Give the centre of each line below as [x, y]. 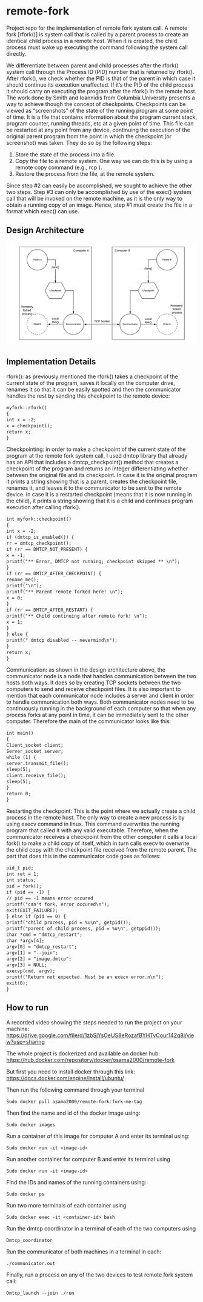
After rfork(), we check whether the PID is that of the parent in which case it [101, 78]
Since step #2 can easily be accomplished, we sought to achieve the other [99, 185]
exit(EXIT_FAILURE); [32, 910]
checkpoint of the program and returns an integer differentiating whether [97, 469]
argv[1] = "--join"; [32, 953]
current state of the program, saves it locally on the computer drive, [91, 382]
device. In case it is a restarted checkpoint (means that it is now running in [99, 494]
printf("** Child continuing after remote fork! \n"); [77, 616]
